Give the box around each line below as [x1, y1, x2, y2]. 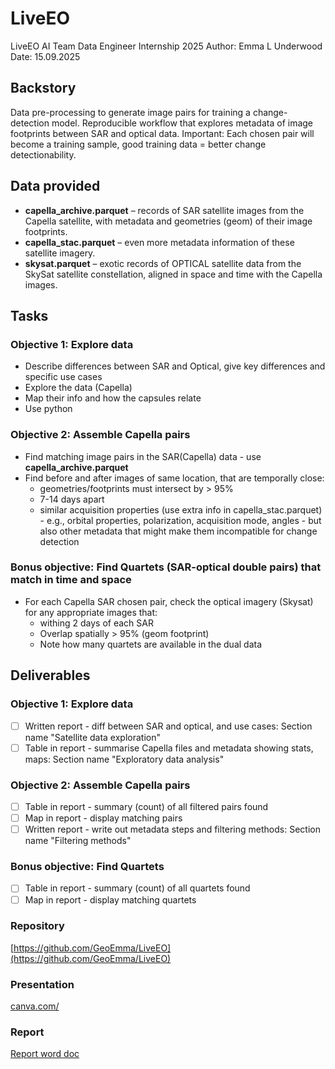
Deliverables [10, 667, 91, 684]
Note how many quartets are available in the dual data [39, 638, 263, 650]
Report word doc [10, 1048, 80, 1060]
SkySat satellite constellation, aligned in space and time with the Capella [24, 268, 323, 280]
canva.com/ [10, 1000, 60, 1012]
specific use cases [24, 371, 103, 383]
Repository [10, 919, 65, 933]
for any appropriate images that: [24, 606, 158, 618]
